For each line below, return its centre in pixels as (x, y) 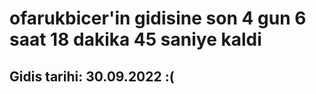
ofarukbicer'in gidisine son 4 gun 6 (158, 18)
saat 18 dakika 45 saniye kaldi (135, 39)
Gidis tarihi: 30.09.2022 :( (92, 76)
